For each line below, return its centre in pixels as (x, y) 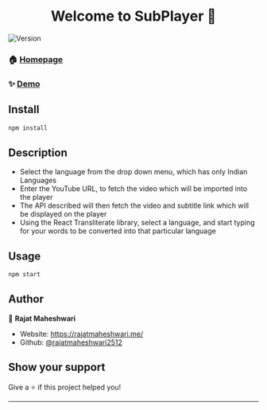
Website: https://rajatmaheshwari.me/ (81, 334)
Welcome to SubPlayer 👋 (133, 16)
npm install (28, 128)
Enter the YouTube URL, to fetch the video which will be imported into (133, 189)
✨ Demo (24, 84)
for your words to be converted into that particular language (118, 231)
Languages (38, 180)
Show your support (57, 367)
